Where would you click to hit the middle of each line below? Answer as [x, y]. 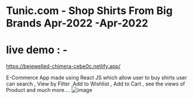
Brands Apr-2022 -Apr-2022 [77, 23]
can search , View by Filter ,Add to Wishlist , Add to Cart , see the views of [96, 84]
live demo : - [37, 50]
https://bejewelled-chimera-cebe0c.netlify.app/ [63, 66]
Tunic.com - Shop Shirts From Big [89, 11]
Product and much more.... [38, 90]
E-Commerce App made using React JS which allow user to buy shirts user [96, 78]
